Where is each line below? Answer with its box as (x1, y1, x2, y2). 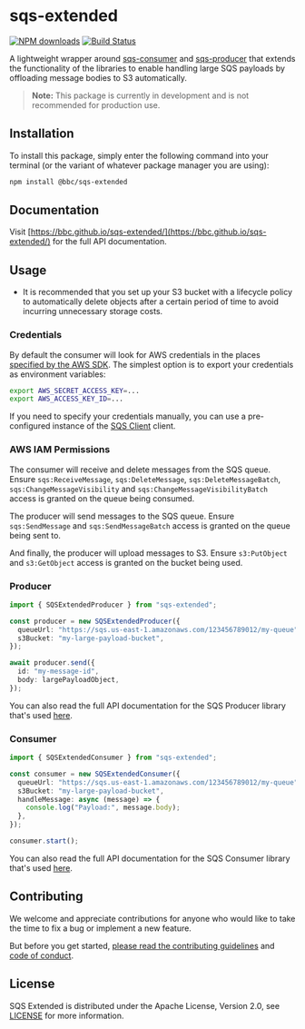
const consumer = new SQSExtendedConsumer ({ (9, 769, 181, 778)
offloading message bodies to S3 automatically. (9, 72, 188, 83)
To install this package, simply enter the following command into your (9, 150, 270, 161)
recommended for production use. (31, 99, 161, 110)
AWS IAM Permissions (9, 443, 111, 456)
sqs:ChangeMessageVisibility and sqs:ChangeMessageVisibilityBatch (9, 483, 268, 494)
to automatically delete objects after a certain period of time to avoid (22, 296, 280, 307)
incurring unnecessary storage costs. (22, 306, 163, 317)
